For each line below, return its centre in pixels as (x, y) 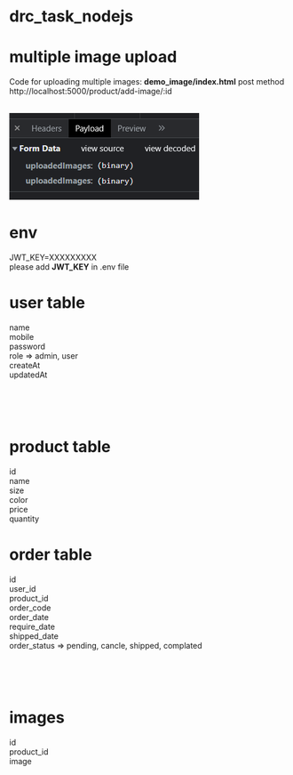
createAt (25, 365)
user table (48, 303)
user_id (23, 588)
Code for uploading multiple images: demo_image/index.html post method (147, 82)
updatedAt (28, 375)
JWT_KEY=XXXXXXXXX (53, 258)
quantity (24, 519)
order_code (30, 608)
